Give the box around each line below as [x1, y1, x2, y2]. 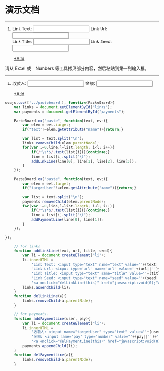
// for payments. [14, 311, 49, 316]
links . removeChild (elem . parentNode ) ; [22, 141, 99, 145]
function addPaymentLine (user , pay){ [14, 316, 91, 321]
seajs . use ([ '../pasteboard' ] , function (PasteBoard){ [5, 100, 115, 105]
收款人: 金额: [12, 80, 95, 86]
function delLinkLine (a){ [14, 294, 67, 299]
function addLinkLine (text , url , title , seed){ [14, 248, 112, 253]
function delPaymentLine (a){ [14, 352, 73, 357]
